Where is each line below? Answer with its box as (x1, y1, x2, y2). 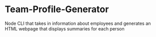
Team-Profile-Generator (5, 4, 109, 15)
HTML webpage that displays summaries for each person (5, 25, 125, 31)
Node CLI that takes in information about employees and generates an (5, 20, 151, 26)
